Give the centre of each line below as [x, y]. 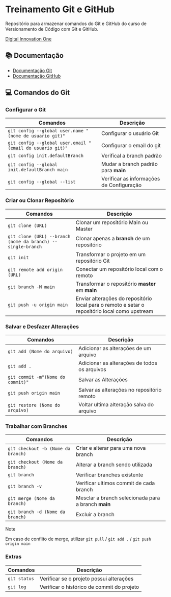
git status [21, 578]
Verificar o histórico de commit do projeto [90, 587]
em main [86, 290]
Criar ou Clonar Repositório [40, 200]
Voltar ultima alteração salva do [116, 405]
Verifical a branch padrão [131, 156]
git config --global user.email [47, 143]
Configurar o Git [26, 110]
